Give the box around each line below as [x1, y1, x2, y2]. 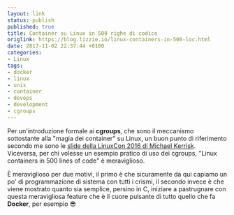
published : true [7, 23, 54, 30]
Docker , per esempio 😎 [7, 200, 77, 208]
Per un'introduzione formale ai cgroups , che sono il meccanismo [7, 126, 194, 135]
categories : [7, 50, 42, 57]
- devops [7, 95, 33, 102]
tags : [7, 62, 23, 69]
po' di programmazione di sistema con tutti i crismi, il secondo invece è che [7, 177, 225, 186]
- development [7, 101, 49, 108]
